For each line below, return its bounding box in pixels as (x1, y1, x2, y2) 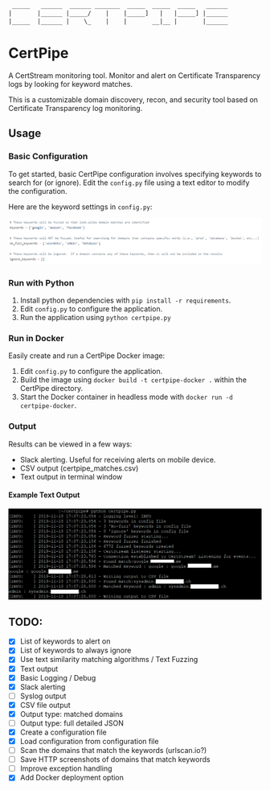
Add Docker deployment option (19, 773, 125, 783)
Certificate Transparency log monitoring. (8, 103, 143, 113)
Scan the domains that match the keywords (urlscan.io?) (19, 746, 207, 755)
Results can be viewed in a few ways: (8, 439, 133, 449)
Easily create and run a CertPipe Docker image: (8, 351, 166, 360)
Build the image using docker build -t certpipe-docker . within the (19, 375, 247, 385)
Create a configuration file (19, 727, 107, 737)
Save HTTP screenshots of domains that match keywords (19, 755, 211, 764)
